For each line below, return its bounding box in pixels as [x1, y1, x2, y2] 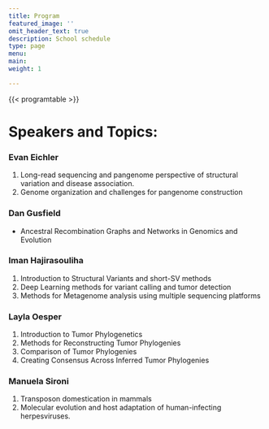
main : [8, 58, 27, 66]
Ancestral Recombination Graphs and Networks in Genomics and [20, 226, 238, 236]
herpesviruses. [20, 411, 71, 421]
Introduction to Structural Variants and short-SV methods [20, 273, 212, 283]
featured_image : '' [8, 19, 75, 28]
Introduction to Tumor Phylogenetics [20, 330, 143, 340]
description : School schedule [8, 34, 111, 43]
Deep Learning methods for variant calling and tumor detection [20, 282, 232, 292]
